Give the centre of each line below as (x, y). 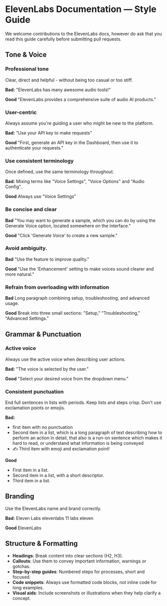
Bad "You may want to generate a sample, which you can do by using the (81, 220)
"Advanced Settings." (27, 318)
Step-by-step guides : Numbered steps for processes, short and (79, 571)
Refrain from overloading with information (57, 287)
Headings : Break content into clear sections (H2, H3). (68, 555)
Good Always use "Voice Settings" (41, 197)
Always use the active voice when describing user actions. (65, 359)
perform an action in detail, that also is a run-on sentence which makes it (87, 438)
